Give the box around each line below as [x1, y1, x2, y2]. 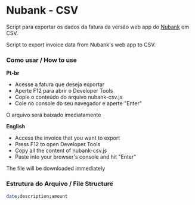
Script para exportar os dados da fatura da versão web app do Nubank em [6, 23, 190, 30]
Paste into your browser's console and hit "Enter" [14, 153, 137, 160]
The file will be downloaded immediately [6, 165, 106, 172]
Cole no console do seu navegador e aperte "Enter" [14, 100, 142, 107]
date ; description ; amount [6, 193, 68, 199]
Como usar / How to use [6, 56, 78, 64]
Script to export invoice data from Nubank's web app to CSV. [6, 41, 156, 48]
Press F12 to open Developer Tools [14, 141, 101, 148]
